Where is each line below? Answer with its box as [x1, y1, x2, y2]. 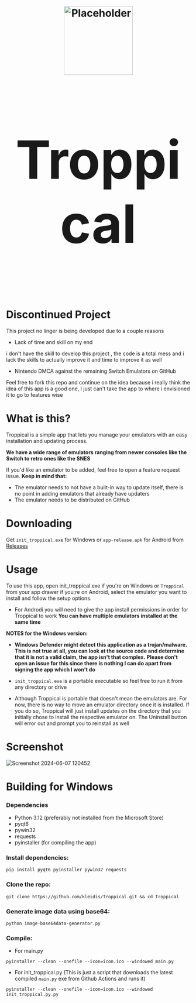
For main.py [14, 947, 44, 954]
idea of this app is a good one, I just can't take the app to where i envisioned [6, 385, 190, 392]
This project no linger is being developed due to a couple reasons [6, 327, 164, 334]
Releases [6, 542, 28, 549]
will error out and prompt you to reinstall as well [14, 720, 130, 727]
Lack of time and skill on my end [14, 338, 93, 345]
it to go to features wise [6, 391, 63, 398]
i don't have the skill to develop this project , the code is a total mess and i [6, 350, 184, 357]
